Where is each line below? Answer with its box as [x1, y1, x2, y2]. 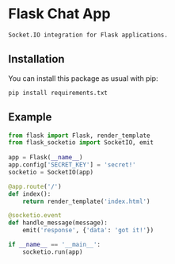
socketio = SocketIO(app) [8, 168, 93, 176]
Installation [8, 52, 65, 66]
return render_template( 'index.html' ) [22, 197, 150, 205]
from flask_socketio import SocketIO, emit [8, 139, 154, 147]
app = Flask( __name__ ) [8, 154, 83, 162]
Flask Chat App [8, 5, 111, 23]
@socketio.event [8, 212, 62, 220]
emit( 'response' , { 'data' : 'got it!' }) [22, 227, 154, 235]
